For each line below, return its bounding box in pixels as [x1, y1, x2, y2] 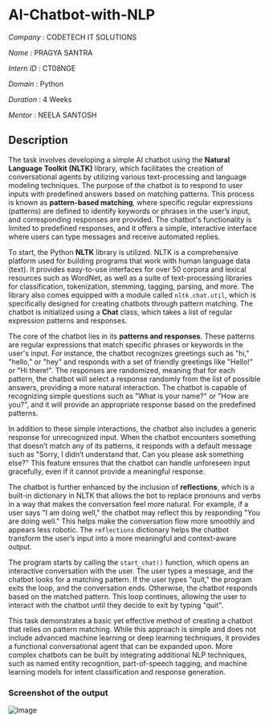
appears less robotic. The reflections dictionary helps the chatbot [8, 524, 230, 534]
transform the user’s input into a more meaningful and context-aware [8, 533, 237, 543]
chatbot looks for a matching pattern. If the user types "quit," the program [8, 574, 253, 584]
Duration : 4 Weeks [8, 94, 72, 104]
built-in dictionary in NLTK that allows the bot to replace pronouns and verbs [8, 491, 261, 500]
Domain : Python [8, 79, 64, 88]
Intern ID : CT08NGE [8, 63, 76, 73]
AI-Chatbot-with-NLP [8, 6, 155, 24]
